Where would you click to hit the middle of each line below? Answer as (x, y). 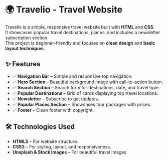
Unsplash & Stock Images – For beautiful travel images (69, 152)
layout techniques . (25, 48)
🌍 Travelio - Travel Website (64, 10)
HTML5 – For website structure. (45, 141)
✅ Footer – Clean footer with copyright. (53, 110)
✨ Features (23, 64)
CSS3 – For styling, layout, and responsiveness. (62, 146)
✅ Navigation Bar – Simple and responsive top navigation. (72, 76)
